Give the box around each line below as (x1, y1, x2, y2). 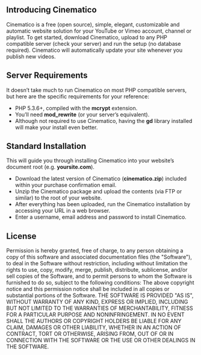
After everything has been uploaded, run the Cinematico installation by (14, 201, 191, 208)
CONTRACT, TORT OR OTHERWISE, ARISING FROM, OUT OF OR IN (6, 330, 174, 338)
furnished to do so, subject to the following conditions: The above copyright (6, 279, 194, 286)
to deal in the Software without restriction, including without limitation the (6, 260, 188, 267)
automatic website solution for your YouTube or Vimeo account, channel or (6, 27, 192, 34)
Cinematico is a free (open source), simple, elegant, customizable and (6, 20, 180, 28)
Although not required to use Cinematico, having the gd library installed (14, 117, 193, 124)
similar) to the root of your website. (14, 194, 102, 201)
